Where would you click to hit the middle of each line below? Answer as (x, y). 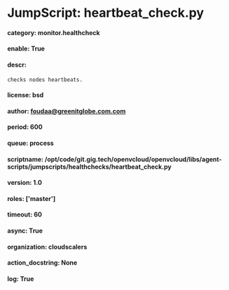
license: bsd (26, 95)
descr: (17, 64)
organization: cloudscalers (47, 247)
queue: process (30, 143)
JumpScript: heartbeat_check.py (106, 13)
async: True (25, 230)
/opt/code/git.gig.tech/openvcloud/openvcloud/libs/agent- (133, 159)
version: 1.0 (25, 183)
